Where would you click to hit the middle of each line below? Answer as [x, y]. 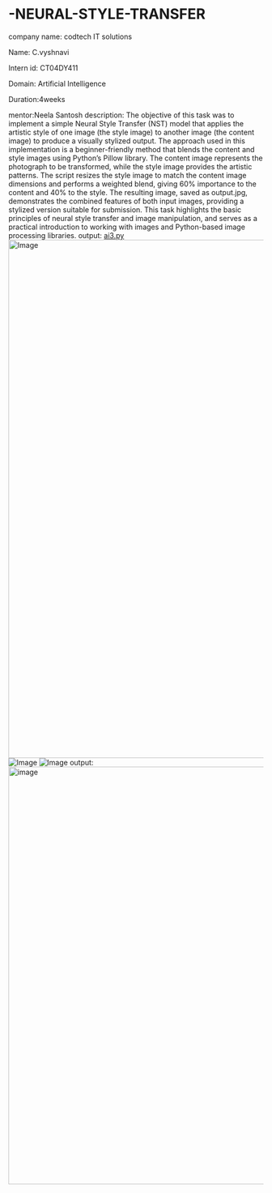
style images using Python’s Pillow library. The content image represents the [136, 158]
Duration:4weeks [37, 99]
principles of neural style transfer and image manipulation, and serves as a [133, 218]
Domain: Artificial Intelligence [57, 83]
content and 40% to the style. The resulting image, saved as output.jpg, [128, 192]
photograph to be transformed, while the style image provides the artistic [130, 166]
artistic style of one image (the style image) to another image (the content [132, 132]
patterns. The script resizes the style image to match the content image [127, 175]
